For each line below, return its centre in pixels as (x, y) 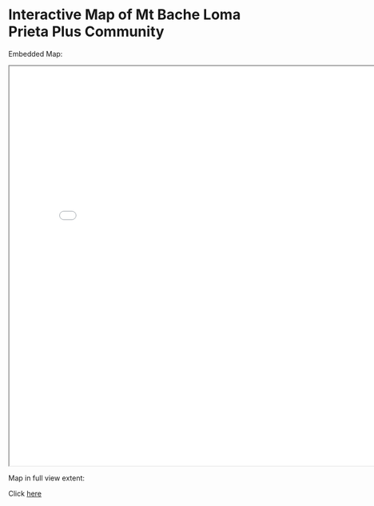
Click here (25, 493)
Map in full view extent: (47, 478)
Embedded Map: (36, 54)
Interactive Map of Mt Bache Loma (125, 15)
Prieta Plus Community (86, 32)
